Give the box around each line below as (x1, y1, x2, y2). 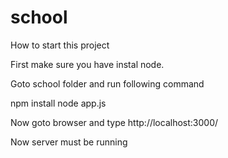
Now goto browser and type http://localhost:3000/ (10, 116, 219, 128)
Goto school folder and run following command (10, 77, 205, 90)
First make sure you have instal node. (10, 58, 165, 70)
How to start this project (10, 39, 110, 51)
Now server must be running (10, 136, 128, 148)
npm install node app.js (10, 97, 107, 109)
